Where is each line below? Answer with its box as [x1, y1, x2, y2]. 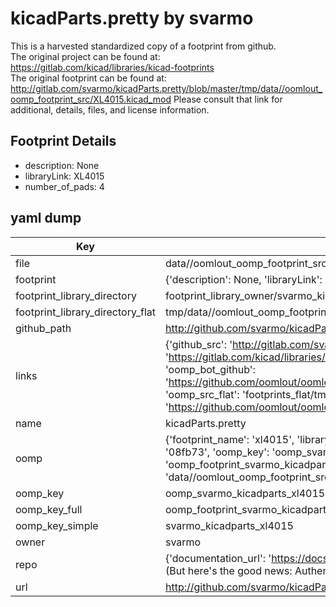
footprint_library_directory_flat [15, 305, 156, 319]
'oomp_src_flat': [164, 387, 240, 401]
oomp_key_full [15, 502, 83, 516]
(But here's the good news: [164, 563, 293, 577]
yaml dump [10, 210, 82, 227]
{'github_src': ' [164, 337, 233, 351]
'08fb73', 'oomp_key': [164, 445, 270, 459]
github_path [15, 321, 72, 335]
